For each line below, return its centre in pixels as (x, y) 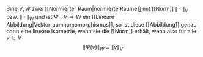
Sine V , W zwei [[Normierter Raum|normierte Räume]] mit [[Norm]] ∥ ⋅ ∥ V (97, 10)
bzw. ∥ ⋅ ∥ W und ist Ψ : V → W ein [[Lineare (61, 17)
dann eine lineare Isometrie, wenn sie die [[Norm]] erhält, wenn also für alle (102, 31)
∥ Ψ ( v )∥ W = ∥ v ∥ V (103, 48)
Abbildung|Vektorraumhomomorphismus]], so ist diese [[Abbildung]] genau (102, 24)
